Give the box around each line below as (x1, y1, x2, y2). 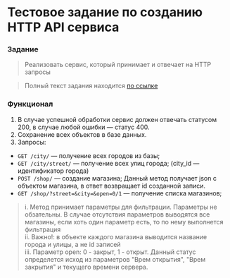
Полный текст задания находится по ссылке (24, 82, 158, 90)
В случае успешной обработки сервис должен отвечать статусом (17, 115, 217, 123)
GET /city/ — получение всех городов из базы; (17, 151, 160, 159)
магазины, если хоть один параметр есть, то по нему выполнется (24, 217, 224, 226)
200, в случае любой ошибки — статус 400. (17, 123, 150, 131)
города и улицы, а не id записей (24, 240, 121, 248)
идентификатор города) (17, 167, 89, 175)
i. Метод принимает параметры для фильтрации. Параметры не (24, 203, 217, 211)
